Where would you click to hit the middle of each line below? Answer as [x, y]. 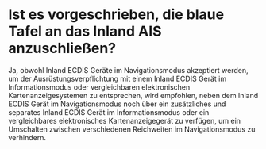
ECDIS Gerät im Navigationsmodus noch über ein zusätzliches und [117, 104]
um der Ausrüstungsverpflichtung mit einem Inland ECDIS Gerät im [118, 78]
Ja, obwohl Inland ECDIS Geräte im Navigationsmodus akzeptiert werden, [128, 70]
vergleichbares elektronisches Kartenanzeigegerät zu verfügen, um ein [124, 120]
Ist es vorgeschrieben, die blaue [116, 15]
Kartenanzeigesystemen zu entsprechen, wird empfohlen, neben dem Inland [133, 95]
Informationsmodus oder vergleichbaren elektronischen [99, 87]
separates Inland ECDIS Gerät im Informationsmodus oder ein [109, 112]
